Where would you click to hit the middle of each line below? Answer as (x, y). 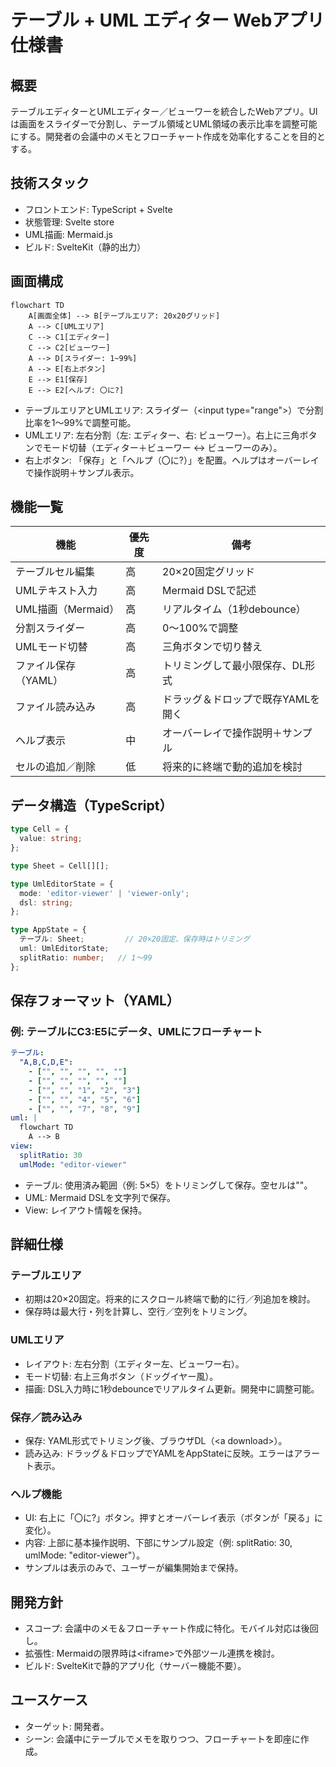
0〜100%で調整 (200, 628)
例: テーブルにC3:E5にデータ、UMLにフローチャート (136, 1031)
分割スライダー (50, 628)
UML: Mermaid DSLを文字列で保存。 (100, 1197)
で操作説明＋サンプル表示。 (82, 472)
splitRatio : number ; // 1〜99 (86, 957)
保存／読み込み (46, 1417)
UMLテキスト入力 (56, 591)
